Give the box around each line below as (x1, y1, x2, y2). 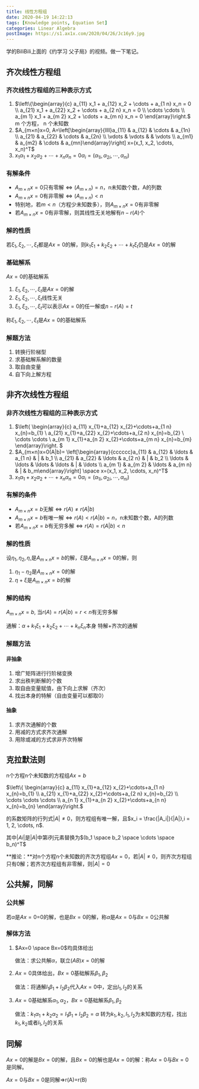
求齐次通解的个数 (14, 721, 57, 728)
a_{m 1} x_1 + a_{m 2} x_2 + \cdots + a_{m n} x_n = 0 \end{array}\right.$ (14, 112, 191, 119)
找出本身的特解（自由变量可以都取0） (14, 692, 107, 699)
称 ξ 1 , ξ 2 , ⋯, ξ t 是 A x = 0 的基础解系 (6, 316, 87, 325)
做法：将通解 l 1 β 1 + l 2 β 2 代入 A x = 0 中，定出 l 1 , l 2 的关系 (14, 983, 143, 992)
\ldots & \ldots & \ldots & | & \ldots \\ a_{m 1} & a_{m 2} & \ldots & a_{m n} (14, 461, 192, 468)
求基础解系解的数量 (14, 355, 62, 363)
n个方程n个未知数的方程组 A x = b (6, 772, 87, 779)
